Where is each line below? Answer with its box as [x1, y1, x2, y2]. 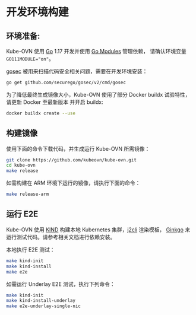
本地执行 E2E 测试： [6, 246, 55, 253]
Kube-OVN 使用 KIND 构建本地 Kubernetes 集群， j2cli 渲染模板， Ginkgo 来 [6, 226, 191, 233]
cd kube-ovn [6, 163, 36, 168]
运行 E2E [6, 209, 39, 219]
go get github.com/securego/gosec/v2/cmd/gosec [6, 79, 127, 85]
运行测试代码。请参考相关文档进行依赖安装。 [6, 233, 116, 240]
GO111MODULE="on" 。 [6, 55, 55, 62]
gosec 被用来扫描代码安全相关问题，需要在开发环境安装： [6, 68, 148, 75]
